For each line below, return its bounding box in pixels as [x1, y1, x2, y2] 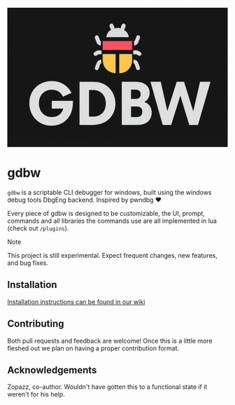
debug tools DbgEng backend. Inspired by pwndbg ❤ [7, 195, 162, 204]
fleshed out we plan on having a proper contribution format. [7, 344, 180, 352]
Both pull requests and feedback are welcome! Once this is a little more [7, 336, 213, 345]
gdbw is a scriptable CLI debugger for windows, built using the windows [7, 188, 212, 196]
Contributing [7, 318, 64, 330]
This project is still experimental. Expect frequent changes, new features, [7, 251, 218, 259]
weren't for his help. [7, 390, 65, 399]
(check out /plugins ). [7, 224, 69, 232]
